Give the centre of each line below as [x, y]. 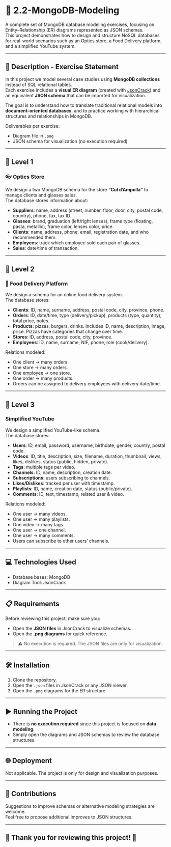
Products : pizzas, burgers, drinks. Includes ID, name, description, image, [89, 326]
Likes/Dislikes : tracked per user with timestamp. [64, 483]
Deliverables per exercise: [33, 126]
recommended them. [35, 237]
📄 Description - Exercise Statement [62, 67]
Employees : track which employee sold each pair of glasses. [77, 243]
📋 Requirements [32, 604]
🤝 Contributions [31, 794]
